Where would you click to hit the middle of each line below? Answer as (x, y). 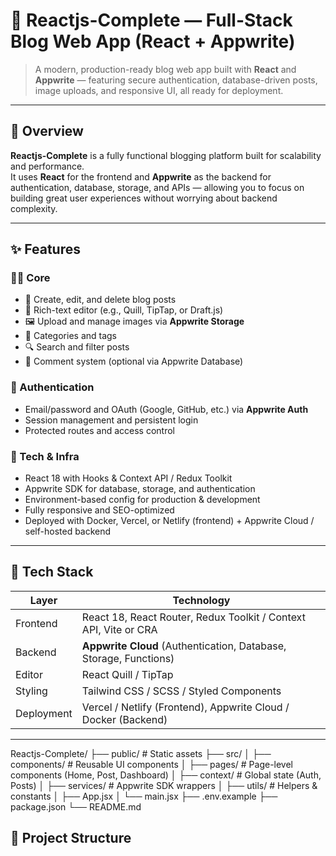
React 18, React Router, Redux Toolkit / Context (193, 617)
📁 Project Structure (71, 838)
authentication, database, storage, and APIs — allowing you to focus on (157, 187)
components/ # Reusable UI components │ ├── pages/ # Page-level (152, 764)
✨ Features (45, 249)
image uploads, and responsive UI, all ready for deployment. (159, 90)
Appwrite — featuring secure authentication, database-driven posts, (176, 80)
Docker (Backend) (124, 719)
